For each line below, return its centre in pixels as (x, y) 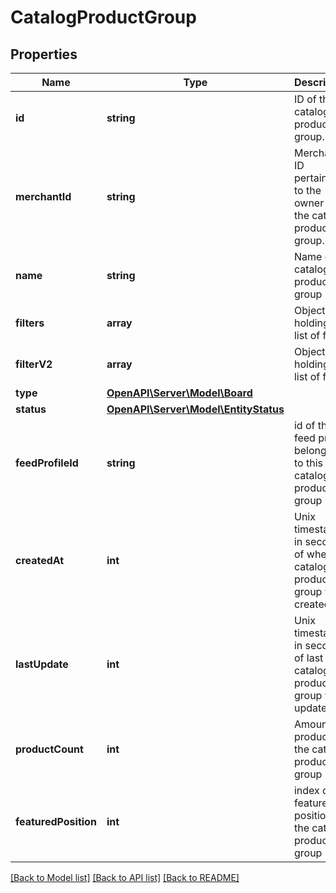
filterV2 (34, 364)
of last (308, 658)
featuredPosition (56, 821)
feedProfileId (47, 463)
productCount (49, 749)
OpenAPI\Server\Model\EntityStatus (195, 409)
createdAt (40, 560)
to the (307, 190)
